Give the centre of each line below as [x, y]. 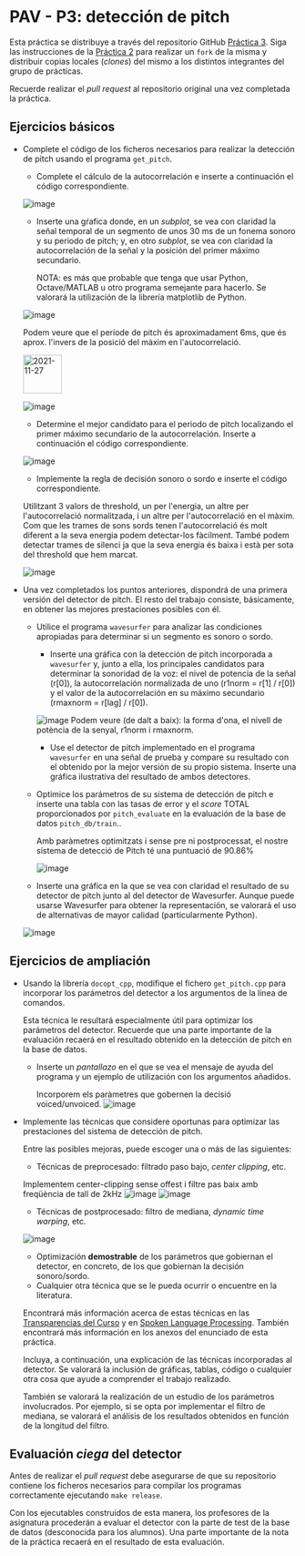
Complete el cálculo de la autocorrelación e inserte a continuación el [165, 176]
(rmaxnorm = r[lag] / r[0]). [99, 702]
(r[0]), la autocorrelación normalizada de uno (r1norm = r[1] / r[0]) [173, 683]
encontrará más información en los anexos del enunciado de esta [145, 1332]
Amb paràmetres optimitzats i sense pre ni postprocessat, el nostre [162, 841]
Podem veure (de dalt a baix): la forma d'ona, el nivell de [177, 720]
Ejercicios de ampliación [80, 962]
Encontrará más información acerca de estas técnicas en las [136, 1313]
